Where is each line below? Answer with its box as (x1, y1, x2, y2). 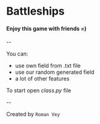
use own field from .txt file (15, 62, 81, 70)
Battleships (6, 4, 65, 18)
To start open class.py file (6, 87, 72, 94)
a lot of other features (15, 75, 70, 82)
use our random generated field (15, 68, 95, 76)
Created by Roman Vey (6, 111, 61, 118)
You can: (6, 50, 28, 57)
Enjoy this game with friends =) (6, 24, 87, 32)
